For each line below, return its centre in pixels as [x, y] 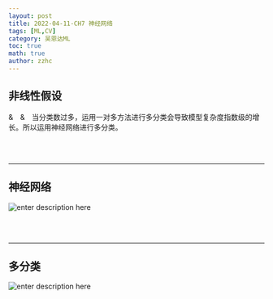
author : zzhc [30, 62]
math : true [27, 53]
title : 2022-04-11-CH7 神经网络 [61, 23]
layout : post [30, 16]
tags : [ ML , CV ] [32, 31]
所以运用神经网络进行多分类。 [72, 127]
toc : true [25, 46]
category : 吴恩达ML [39, 38]
